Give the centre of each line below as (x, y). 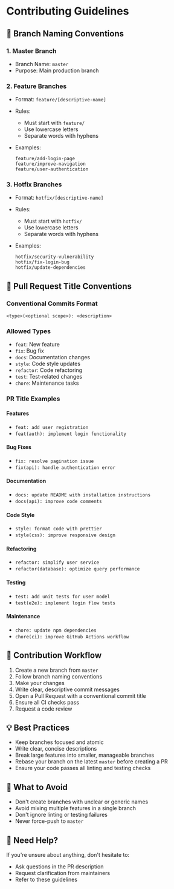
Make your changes (40, 683)
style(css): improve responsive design (65, 535)
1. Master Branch (31, 51)
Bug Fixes (19, 447)
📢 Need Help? (32, 840)
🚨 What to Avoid (37, 787)
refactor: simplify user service (57, 563)
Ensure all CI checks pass (47, 702)
